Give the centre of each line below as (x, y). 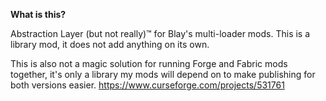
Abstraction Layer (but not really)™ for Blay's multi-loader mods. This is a (160, 33)
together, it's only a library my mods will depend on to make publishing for (163, 74)
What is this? (38, 14)
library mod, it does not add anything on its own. (110, 44)
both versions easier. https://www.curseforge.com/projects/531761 (147, 85)
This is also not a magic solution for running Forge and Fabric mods (149, 63)
